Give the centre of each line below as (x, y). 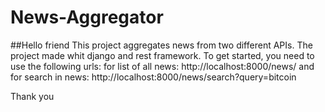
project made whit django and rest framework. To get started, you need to (162, 55)
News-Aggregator (87, 17)
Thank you (32, 96)
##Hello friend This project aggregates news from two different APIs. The (161, 45)
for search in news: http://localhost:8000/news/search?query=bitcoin (153, 77)
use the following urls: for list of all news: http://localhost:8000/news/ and (162, 66)
